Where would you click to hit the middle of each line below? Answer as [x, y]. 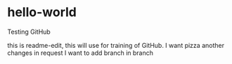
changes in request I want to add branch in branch [80, 53]
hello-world [42, 12]
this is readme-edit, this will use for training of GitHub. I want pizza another [116, 45]
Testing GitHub [29, 32]
